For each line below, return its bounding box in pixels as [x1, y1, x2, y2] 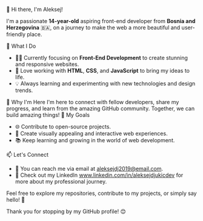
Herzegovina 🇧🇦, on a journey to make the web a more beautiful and [6, 24, 181, 31]
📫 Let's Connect [6, 151, 49, 158]
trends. [15, 87, 33, 94]
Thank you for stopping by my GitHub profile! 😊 [6, 208, 126, 215]
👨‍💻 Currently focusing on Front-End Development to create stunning [15, 54, 188, 61]
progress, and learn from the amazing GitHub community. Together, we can [6, 105, 195, 112]
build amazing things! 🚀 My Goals [6, 111, 90, 118]
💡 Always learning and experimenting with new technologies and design [15, 80, 196, 87]
